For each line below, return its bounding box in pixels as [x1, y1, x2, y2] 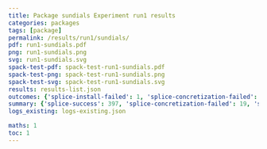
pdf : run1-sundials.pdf [8, 41, 87, 49]
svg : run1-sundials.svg [8, 56, 87, 64]
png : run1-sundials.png [8, 48, 87, 56]
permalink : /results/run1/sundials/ [8, 33, 130, 42]
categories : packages [8, 19, 80, 27]
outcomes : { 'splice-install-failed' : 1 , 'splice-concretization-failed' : [8, 93, 258, 101]
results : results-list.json [8, 85, 102, 94]
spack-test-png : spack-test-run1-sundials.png [8, 71, 165, 78]
